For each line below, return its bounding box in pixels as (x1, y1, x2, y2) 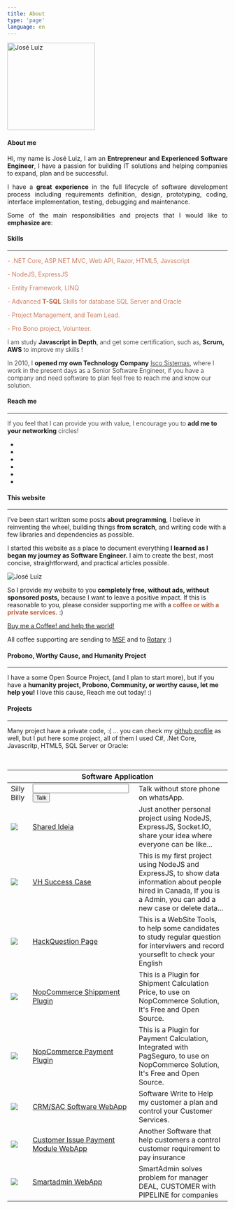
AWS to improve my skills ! (7, 345, 83, 353)
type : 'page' (7, 17, 45, 24)
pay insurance (138, 1152, 185, 1162)
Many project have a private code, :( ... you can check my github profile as (7, 726, 222, 735)
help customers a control (138, 1135, 221, 1145)
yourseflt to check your (138, 949, 215, 959)
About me (7, 138, 37, 147)
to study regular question (138, 932, 222, 942)
